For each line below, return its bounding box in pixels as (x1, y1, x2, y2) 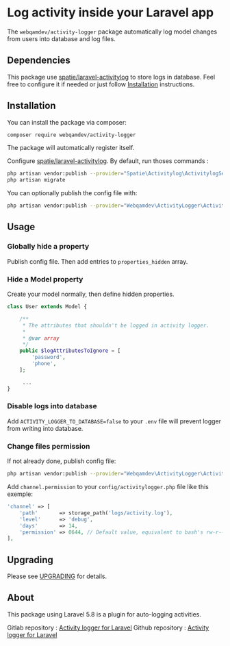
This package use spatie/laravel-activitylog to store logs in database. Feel (7, 73, 216, 81)
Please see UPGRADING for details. (7, 572, 107, 580)
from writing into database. (7, 424, 84, 432)
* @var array (22, 334, 60, 342)
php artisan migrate (7, 177, 66, 184)
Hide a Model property (7, 274, 84, 284)
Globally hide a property (7, 242, 90, 251)
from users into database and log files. (7, 34, 116, 42)
